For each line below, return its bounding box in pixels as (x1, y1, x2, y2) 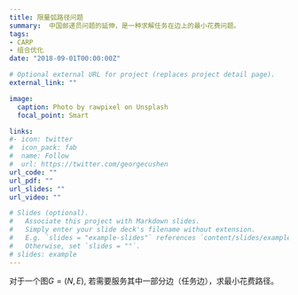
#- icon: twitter (9, 135, 74, 144)
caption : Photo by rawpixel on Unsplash (17, 103, 169, 112)
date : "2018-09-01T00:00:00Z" (9, 54, 122, 63)
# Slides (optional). (9, 209, 90, 218)
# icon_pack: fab (9, 144, 77, 152)
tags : (9, 29, 29, 38)
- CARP (9, 37, 34, 47)
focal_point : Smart (17, 111, 90, 120)
